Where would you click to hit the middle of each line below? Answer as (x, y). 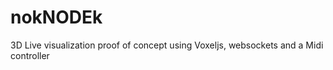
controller (30, 55)
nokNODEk (56, 17)
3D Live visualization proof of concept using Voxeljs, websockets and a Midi (167, 45)
